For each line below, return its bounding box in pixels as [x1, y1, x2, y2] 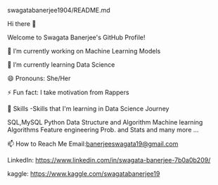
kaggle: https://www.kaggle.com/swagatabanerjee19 [7, 170, 160, 178]
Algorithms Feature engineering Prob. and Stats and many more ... [7, 126, 199, 134]
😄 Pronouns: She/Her [7, 74, 71, 82]
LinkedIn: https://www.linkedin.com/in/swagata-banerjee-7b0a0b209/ [7, 156, 211, 164]
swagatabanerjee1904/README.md [7, 6, 110, 14]
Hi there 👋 [7, 20, 37, 27]
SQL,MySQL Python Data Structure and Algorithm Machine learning [7, 118, 203, 126]
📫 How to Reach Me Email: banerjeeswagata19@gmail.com [7, 140, 179, 148]
